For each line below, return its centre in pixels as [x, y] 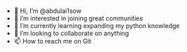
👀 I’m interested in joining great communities [78, 18]
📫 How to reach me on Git [52, 41]
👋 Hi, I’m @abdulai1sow [48, 11]
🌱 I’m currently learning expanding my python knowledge [97, 26]
